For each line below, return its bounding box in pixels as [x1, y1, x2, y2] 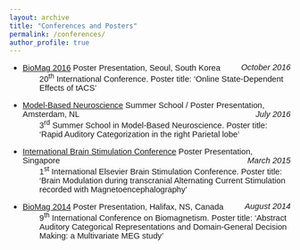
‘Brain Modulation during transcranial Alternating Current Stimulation [38, 175, 286, 186]
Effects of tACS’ [38, 83, 97, 94]
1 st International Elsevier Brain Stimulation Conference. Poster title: [38, 164, 283, 177]
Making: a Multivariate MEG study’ [38, 230, 164, 241]
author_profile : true [9, 37, 90, 47]
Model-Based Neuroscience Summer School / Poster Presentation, [21, 100, 265, 111]
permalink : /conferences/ [9, 29, 105, 38]
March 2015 [246, 155, 291, 166]
